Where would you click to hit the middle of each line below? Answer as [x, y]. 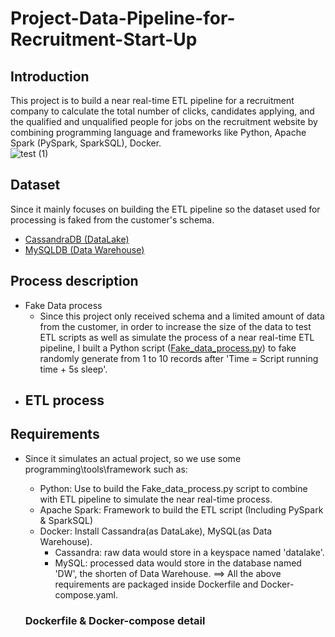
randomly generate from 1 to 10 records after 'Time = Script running [179, 358]
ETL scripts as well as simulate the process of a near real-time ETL [177, 337]
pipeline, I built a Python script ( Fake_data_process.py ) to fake [168, 348]
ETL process [64, 400]
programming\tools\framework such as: [106, 469]
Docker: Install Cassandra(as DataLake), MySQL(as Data [156, 531]
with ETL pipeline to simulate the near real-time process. [156, 499]
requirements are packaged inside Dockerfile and [156, 584]
